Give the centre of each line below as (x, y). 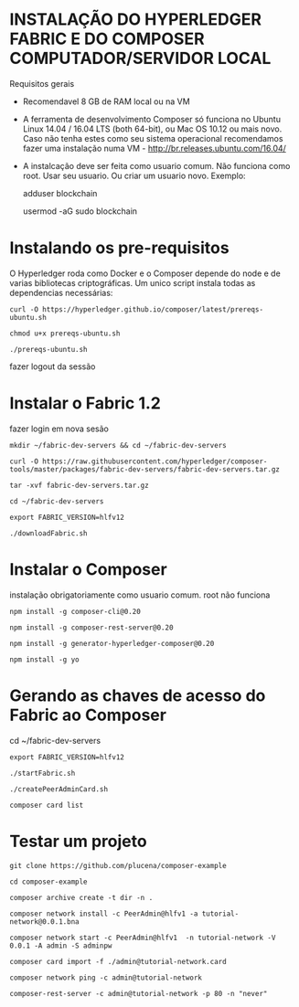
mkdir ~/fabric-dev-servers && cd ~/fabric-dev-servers (118, 445)
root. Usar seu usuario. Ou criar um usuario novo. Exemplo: (134, 175)
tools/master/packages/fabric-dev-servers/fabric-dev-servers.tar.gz (145, 469)
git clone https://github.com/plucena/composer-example (118, 865)
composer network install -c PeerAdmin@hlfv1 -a (104, 914)
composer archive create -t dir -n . (81, 897)
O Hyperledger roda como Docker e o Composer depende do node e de (145, 273)
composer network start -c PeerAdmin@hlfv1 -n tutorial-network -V (143, 938)
